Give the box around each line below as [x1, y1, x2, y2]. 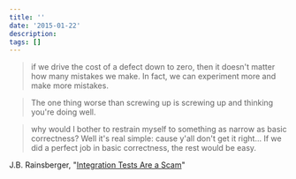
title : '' [9, 12, 46, 22]
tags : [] [9, 37, 42, 47]
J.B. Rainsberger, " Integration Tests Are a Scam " [9, 160, 186, 170]
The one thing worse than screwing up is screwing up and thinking [30, 98, 274, 108]
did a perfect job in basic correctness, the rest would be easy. [30, 143, 257, 153]
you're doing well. [30, 107, 96, 117]
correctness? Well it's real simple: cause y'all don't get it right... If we [30, 133, 282, 144]
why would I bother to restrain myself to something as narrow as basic [30, 124, 287, 135]
